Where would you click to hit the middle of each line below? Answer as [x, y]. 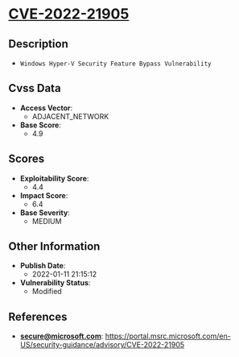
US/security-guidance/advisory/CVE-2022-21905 [102, 345]
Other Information [54, 247]
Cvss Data [35, 88]
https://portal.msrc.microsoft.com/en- [168, 336]
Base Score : [41, 125]
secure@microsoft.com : [62, 336]
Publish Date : [43, 266]
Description [38, 44]
